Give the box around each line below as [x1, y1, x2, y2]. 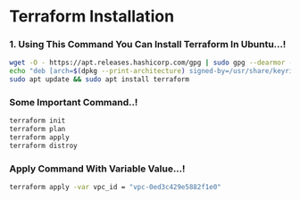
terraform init [9, 116, 66, 126]
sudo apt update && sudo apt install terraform [9, 75, 190, 84]
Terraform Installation [9, 6, 175, 27]
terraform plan [9, 125, 66, 134]
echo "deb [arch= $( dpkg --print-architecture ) [9, 67, 186, 76]
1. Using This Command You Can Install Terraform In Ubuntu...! [9, 38, 287, 51]
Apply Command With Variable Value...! [9, 162, 186, 175]
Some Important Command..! [9, 96, 138, 109]
